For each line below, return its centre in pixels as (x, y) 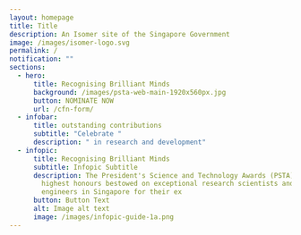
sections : (28, 68)
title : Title (34, 26)
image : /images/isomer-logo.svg (69, 42)
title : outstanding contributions (98, 126)
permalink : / (34, 51)
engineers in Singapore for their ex (112, 192)
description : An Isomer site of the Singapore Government (120, 34)
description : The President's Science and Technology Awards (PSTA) (163, 175)
